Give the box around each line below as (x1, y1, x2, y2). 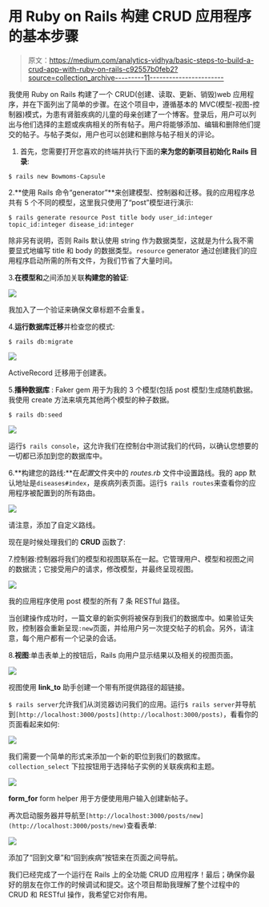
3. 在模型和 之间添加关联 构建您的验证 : (8, 272, 130, 282)
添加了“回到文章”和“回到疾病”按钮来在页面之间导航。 (8, 853, 183, 862)
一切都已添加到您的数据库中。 (8, 450, 106, 461)
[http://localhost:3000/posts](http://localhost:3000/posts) (15, 711, 224, 719)
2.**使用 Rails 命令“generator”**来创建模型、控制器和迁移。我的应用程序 (8, 187, 248, 197)
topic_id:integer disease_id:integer (8, 220, 134, 228)
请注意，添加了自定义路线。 (8, 520, 100, 530)
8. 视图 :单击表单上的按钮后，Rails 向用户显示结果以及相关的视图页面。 (8, 650, 238, 659)
